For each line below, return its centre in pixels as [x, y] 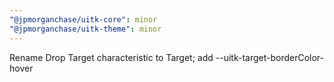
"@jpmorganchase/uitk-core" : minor [83, 19]
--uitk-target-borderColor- [270, 57]
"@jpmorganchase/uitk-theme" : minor [85, 29]
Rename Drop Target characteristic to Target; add [111, 57]
